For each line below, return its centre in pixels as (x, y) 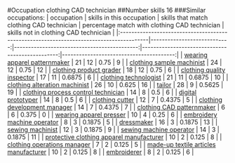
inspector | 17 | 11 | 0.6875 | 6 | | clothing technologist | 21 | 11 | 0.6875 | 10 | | (118, 77)
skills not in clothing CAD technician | (61, 32)
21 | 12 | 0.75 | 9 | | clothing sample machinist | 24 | (148, 62)
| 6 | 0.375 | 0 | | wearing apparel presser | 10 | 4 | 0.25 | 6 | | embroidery (112, 115)
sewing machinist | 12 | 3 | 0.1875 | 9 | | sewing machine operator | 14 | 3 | (113, 130)
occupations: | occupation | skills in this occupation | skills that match (108, 18)
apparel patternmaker (39, 62)
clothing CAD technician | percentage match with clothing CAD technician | (116, 25)
